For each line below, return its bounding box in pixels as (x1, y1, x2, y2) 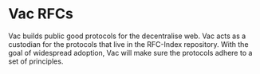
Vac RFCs (8, 5, 73, 23)
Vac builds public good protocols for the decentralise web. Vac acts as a (8, 31, 246, 41)
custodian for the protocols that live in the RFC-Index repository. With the (8, 39, 249, 49)
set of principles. (8, 56, 64, 66)
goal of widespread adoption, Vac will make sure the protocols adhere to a (8, 48, 253, 57)
